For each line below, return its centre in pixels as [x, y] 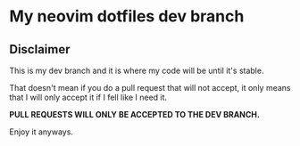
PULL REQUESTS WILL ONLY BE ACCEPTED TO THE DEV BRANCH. [135, 114]
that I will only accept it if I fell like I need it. [88, 97]
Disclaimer [40, 49]
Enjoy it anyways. [42, 132]
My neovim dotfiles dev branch [127, 16]
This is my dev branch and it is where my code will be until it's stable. [137, 70]
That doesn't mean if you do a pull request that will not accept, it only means [150, 88]
